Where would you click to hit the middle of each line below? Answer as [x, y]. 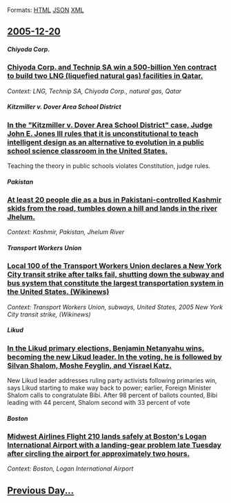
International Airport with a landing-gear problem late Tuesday [114, 445]
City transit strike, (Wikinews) [49, 314]
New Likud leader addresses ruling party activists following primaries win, [112, 381]
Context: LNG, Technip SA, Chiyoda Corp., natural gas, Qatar [94, 91]
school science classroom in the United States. [87, 151]
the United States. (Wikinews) [58, 292]
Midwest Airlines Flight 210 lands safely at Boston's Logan [107, 437]
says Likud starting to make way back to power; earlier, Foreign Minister [109, 388]
